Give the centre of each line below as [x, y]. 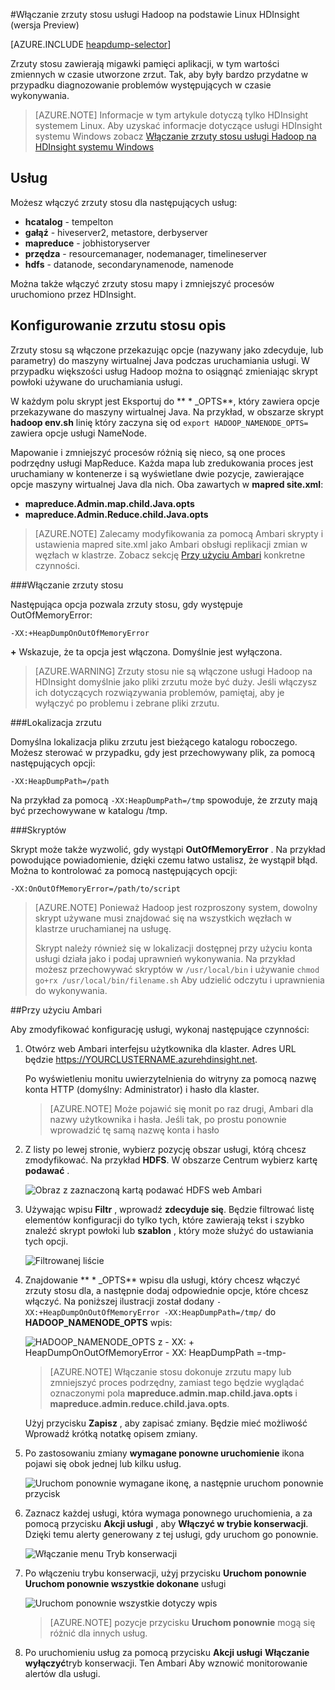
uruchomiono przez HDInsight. [73, 294]
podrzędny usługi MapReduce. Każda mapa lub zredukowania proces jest [162, 463]
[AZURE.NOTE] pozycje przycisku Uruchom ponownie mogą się [182, 1622]
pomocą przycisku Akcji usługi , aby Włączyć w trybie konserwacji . [166, 1523]
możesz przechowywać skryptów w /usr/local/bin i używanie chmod [177, 969]
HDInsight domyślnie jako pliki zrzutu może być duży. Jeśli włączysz [176, 681]
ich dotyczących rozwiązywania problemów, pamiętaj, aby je [159, 692]
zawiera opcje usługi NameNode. [78, 433]
